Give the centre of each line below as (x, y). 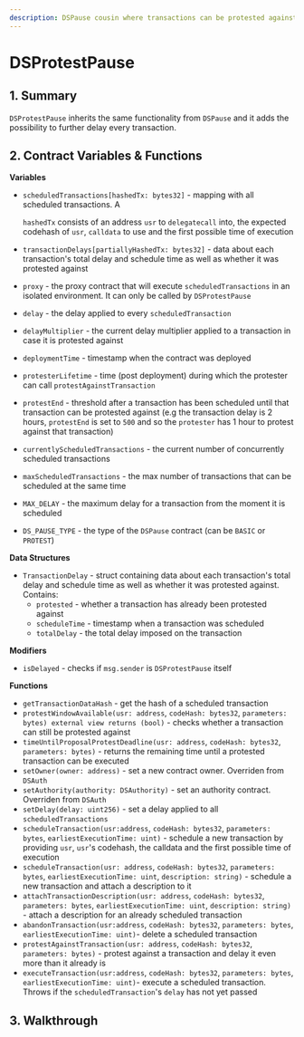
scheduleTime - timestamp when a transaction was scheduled (150, 624)
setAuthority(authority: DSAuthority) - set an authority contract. (147, 790)
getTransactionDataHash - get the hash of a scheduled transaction (145, 704)
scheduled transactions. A (71, 205)
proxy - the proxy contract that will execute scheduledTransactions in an (156, 286)
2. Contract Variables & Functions (106, 156)
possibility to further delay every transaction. (93, 127)
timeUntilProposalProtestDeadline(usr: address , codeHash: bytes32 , (152, 742)
